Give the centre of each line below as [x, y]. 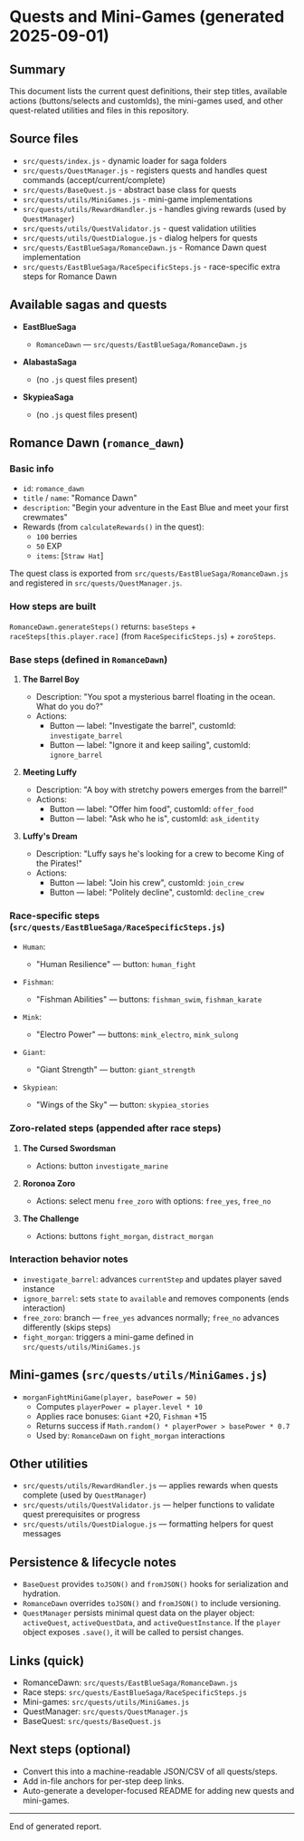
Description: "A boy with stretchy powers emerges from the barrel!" [161, 790]
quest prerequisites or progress [81, 1515]
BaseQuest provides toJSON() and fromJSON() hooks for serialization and [155, 1584]
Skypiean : [40, 1087]
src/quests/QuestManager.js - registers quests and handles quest [145, 170]
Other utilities [49, 1464]
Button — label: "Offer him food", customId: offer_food [152, 809]
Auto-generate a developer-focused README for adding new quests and [158, 1790]
